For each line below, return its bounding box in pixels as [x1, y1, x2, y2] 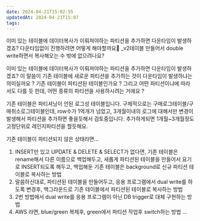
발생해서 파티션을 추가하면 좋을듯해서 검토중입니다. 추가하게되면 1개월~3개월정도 [6, 115, 195, 123]
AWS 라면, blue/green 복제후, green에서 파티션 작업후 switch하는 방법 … [14, 208, 187, 216]
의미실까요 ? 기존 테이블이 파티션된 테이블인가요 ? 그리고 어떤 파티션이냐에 [6, 80, 180, 87]
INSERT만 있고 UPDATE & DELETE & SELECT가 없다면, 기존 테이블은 [14, 148, 178, 156]
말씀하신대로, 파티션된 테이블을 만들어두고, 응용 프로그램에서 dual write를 [14, 178, 187, 186]
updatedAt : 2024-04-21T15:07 [6, 14, 79, 20]
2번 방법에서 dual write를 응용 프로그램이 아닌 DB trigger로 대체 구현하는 [14, 193, 186, 201]
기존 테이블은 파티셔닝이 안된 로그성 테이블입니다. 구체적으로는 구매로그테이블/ [6, 100, 189, 107]
